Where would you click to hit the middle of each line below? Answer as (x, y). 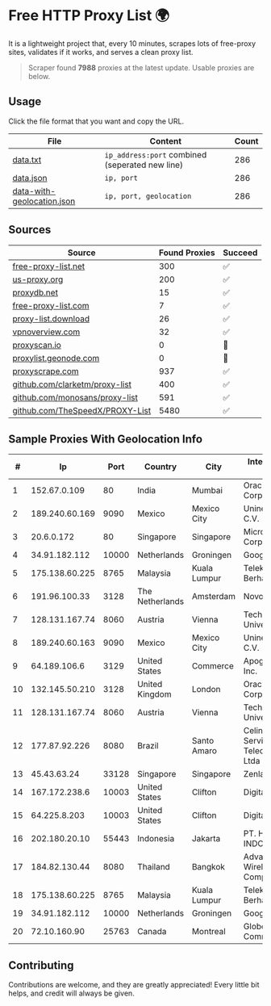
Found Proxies (187, 253)
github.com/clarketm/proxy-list (72, 384)
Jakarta (206, 839)
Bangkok (208, 867)
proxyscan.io (37, 345)
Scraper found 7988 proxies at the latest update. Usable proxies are (141, 67)
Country (161, 467)
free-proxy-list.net (49, 266)
